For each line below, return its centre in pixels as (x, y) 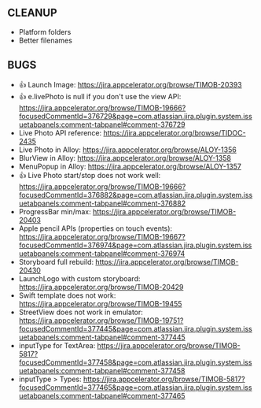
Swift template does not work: (67, 295)
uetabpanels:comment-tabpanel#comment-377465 (102, 395)
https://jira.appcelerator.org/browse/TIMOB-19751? (101, 320)
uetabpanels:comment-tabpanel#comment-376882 (102, 203)
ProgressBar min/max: (55, 211)
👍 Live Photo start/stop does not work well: (90, 175)
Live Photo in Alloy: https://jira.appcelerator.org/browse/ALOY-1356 (127, 150)
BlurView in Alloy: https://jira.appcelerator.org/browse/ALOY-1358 (125, 158)
